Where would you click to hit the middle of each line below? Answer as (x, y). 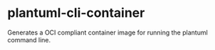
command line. (29, 39)
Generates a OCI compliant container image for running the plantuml (107, 32)
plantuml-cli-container (76, 13)
